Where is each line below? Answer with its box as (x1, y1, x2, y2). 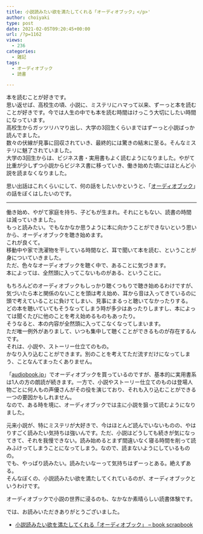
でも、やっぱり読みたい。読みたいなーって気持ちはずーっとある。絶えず (6, 459, 186, 467)
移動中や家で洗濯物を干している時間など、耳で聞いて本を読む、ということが (6, 246, 196, 254)
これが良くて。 (6, 239, 43, 246)
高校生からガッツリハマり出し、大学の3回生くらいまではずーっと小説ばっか (6, 124, 195, 131)
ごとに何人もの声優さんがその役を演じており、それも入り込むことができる (11, 386, 196, 393)
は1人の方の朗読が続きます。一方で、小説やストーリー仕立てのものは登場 (6, 379, 188, 386)
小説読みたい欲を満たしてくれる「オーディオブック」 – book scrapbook (14, 521, 193, 529)
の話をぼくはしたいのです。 (6, 190, 75, 197)
